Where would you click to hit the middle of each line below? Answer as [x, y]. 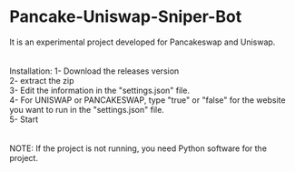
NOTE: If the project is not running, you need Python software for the [138, 148]
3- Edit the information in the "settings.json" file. [100, 90]
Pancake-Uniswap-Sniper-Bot [126, 17]
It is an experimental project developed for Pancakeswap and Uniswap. [143, 42]
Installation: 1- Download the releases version [94, 71]
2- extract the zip [42, 80]
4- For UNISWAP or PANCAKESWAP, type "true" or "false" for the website [147, 100]
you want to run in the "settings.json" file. [87, 109]
